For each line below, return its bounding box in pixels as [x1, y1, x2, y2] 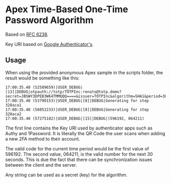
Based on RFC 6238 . [5, 31, 49, 37]
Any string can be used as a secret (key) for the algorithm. [5, 172, 128, 178]
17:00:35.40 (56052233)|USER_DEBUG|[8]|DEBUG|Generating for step [5, 107, 149, 112]
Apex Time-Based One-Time [5, 4, 128, 15]
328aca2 [5, 111, 22, 117]
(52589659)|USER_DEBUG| [32, 85, 83, 90]
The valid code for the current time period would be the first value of [5, 145, 149, 151]
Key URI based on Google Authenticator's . [5, 41, 94, 47]
